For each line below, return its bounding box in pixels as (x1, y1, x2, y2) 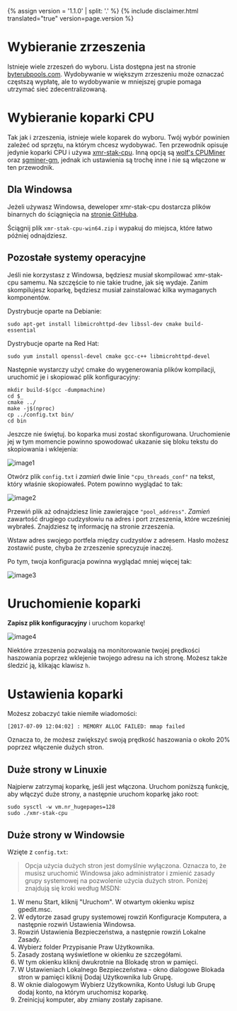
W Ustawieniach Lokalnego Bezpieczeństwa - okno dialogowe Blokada (17, 966, 225, 974)
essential (7, 326, 37, 334)
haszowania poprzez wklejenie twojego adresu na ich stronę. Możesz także (7, 654, 228, 662)
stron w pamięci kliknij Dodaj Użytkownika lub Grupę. (17, 973, 173, 981)
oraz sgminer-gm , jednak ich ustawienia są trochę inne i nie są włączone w (7, 156, 226, 164)
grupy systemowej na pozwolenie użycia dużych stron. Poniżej (24, 877, 208, 884)
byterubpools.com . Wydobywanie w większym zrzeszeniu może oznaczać (7, 69, 224, 78)
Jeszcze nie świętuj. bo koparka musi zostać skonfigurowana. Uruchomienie (7, 429, 231, 438)
